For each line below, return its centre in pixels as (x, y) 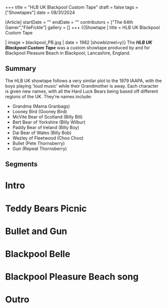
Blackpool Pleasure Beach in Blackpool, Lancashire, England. (68, 53)
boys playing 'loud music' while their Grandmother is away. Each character (82, 86)
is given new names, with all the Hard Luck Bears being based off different (82, 91)
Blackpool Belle (38, 254)
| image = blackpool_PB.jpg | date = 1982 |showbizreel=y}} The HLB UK (79, 42)
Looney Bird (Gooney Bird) (40, 111)
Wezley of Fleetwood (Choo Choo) (48, 138)
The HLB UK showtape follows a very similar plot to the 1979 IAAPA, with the (83, 80)
